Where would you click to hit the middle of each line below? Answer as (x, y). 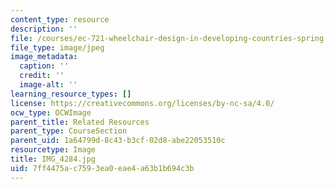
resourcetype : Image (53, 150)
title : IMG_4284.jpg (53, 159)
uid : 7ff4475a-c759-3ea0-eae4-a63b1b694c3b (102, 168)
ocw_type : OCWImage (51, 112)
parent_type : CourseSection (69, 131)
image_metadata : (44, 57)
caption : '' (44, 66)
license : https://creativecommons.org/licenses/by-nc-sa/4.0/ (142, 103)
